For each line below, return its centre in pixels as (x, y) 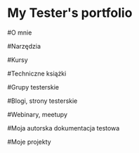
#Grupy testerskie (33, 87)
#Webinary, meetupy (38, 114)
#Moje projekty (29, 142)
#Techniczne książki (37, 73)
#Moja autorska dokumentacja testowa (64, 128)
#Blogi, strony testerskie (42, 101)
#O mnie (20, 32)
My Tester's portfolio (70, 13)
